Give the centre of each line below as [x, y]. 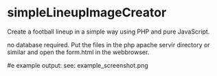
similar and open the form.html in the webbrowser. [78, 52]
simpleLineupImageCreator [87, 13]
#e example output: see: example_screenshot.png [78, 65]
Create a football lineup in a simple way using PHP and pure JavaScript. [108, 31]
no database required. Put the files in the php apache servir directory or [109, 45]
